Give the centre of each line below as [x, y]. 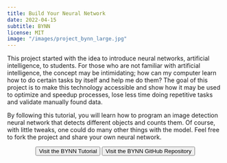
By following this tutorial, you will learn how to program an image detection [112, 115]
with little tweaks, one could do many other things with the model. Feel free [113, 130]
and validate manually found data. [55, 102]
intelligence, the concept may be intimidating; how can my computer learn [112, 73]
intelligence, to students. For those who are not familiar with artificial [104, 66]
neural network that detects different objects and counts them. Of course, [111, 123]
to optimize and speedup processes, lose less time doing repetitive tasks [110, 95]
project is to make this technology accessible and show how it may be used [114, 88]
